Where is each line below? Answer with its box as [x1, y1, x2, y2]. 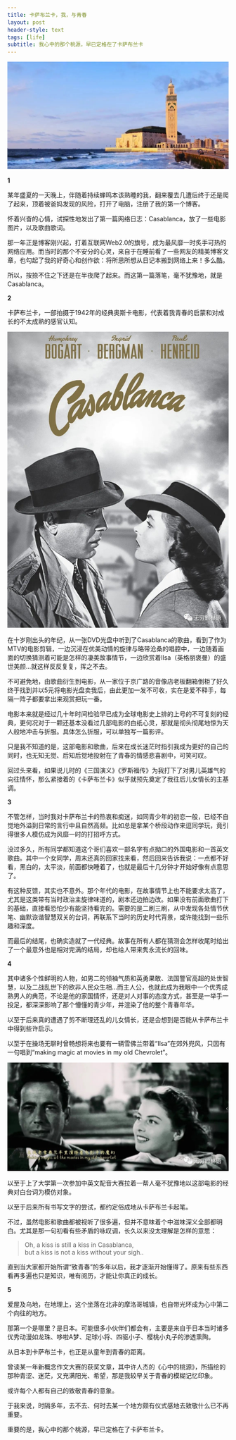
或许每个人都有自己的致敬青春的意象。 [7, 1386, 118, 1395]
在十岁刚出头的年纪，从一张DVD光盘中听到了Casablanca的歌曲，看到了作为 [7, 636, 227, 644]
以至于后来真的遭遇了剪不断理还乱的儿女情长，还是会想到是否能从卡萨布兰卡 [7, 1016, 229, 1024]
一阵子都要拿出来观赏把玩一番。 [13, 695, 106, 703]
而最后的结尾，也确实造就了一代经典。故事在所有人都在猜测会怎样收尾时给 [7, 937, 223, 945]
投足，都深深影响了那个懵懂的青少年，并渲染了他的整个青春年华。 [7, 1001, 198, 1009]
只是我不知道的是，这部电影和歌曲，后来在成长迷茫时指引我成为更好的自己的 [7, 742, 229, 751]
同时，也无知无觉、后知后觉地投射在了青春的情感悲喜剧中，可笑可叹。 [7, 751, 211, 760]
